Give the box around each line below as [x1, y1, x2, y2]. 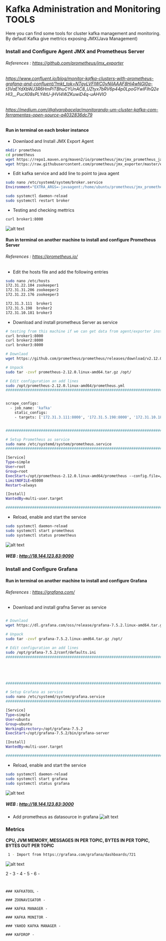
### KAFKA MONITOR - [5, 915, 48, 920]
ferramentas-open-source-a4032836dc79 [5, 112, 93, 118]
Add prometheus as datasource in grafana [12, 813, 99, 819]
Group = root [5, 469, 28, 474]
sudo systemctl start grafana [5, 776, 68, 781]
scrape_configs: [5, 401, 39, 406]
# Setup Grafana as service [5, 690, 64, 695]
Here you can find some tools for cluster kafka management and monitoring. [5, 30, 161, 36]
